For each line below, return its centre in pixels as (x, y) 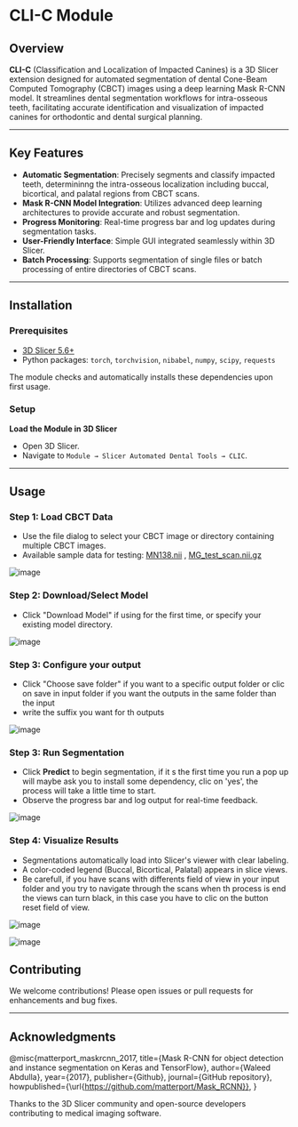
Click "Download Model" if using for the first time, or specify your (141, 615)
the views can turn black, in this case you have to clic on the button (145, 898)
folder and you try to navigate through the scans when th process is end (154, 888)
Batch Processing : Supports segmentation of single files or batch (142, 260)
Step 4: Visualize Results (64, 841)
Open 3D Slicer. (51, 446)
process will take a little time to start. (89, 791)
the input (38, 703)
